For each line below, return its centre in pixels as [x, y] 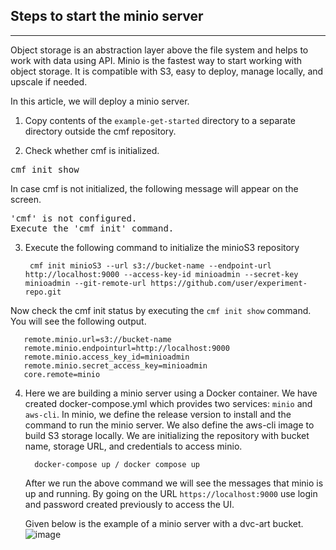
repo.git [43, 292]
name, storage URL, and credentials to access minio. [133, 446]
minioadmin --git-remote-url [85, 283]
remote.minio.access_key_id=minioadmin [106, 357]
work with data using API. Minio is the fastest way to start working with [156, 60]
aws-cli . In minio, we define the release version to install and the [158, 414]
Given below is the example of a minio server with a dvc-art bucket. [164, 523]
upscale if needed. [49, 81]
